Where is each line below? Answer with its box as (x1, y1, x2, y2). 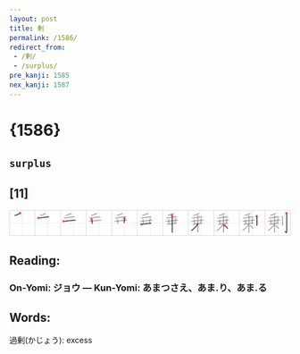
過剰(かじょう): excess (9, 335, 93, 346)
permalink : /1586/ (9, 33, 78, 42)
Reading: (9, 253, 61, 268)
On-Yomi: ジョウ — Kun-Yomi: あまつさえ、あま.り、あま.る (9, 282, 268, 294)
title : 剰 (9, 23, 45, 33)
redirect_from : (9, 43, 66, 52)
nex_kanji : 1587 (9, 80, 70, 89)
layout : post (9, 14, 58, 23)
